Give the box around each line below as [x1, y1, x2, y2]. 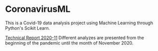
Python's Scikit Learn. [5, 25, 50, 31]
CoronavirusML [5, 3, 71, 15]
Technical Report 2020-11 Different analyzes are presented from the [5, 35, 144, 41]
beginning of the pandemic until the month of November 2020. [5, 40, 134, 46]
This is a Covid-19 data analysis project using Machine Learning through [5, 20, 153, 26]
